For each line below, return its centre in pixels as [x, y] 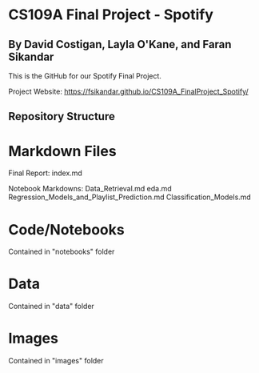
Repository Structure [62, 116]
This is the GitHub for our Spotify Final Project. [85, 76]
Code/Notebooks [67, 229]
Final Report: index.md [45, 173]
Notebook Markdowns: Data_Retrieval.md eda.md [90, 189]
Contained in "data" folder [51, 307]
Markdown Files [63, 151]
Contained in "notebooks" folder [62, 252]
